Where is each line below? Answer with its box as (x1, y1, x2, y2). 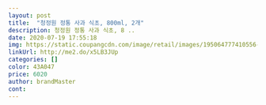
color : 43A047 (8, 63, 55, 71)
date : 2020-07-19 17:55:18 (8, 33, 97, 42)
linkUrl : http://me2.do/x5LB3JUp (8, 48, 119, 56)
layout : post (8, 11, 51, 20)
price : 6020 (8, 70, 47, 78)
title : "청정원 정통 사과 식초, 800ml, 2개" (8, 19, 145, 27)
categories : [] (8, 56, 59, 64)
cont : (8, 84, 26, 93)
